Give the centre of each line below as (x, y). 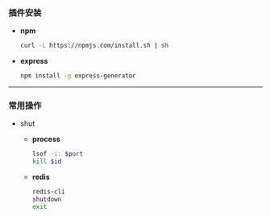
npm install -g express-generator (78, 76)
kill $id (47, 162)
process (46, 140)
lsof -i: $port (57, 154)
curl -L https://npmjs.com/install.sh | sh (94, 46)
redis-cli (49, 192)
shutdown (47, 199)
